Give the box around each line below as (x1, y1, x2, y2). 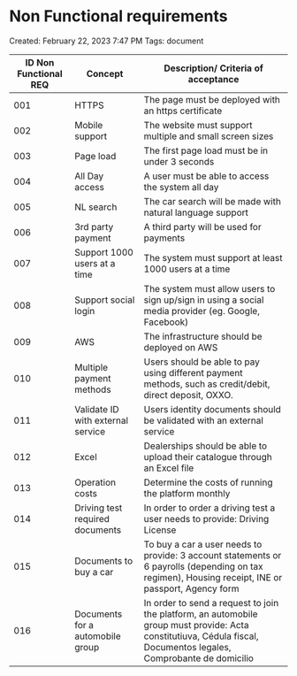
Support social (74, 294, 135, 306)
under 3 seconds (143, 155, 215, 167)
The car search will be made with (143, 195, 281, 207)
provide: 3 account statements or (143, 549, 282, 561)
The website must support (143, 119, 253, 131)
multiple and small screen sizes (143, 130, 274, 142)
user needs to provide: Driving (143, 512, 270, 525)
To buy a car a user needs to (143, 538, 263, 550)
